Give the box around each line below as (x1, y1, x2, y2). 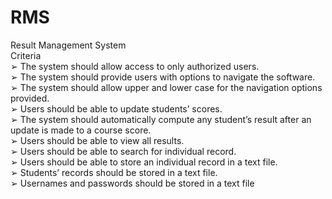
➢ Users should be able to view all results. (10, 134, 185, 146)
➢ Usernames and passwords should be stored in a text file (10, 177, 255, 189)
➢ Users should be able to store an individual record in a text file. (10, 156, 278, 168)
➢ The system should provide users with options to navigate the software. (10, 71, 316, 83)
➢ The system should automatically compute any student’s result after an (10, 113, 312, 125)
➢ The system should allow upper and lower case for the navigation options (10, 81, 323, 93)
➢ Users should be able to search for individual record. (10, 145, 237, 157)
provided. (10, 92, 50, 104)
